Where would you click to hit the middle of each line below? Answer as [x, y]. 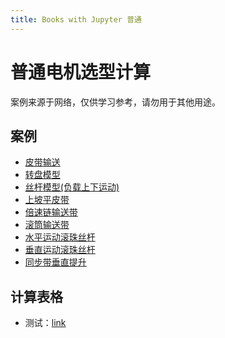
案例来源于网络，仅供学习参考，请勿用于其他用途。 [115, 102]
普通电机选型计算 [81, 72]
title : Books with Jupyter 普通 [76, 19]
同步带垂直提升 [55, 262]
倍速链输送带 [51, 212]
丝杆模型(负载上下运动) [72, 187]
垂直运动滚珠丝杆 [60, 250]
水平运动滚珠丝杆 [60, 237]
